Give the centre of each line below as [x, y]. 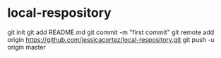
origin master [26, 47]
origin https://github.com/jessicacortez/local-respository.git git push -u [111, 39]
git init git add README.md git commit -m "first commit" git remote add [111, 32]
